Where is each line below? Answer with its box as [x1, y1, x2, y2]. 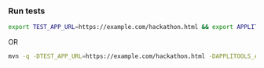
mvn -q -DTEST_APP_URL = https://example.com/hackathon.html [8, 52, 206, 60]
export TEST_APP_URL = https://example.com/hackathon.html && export [8, 23, 234, 31]
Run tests [8, 5, 46, 16]
